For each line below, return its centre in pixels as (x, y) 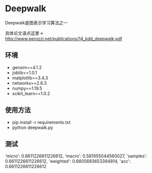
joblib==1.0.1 (25, 73)
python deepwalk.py (33, 127)
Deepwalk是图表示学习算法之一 (37, 23)
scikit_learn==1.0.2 (31, 93)
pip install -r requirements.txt (41, 122)
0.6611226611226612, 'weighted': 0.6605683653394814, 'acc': (68, 161)
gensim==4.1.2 (27, 67)
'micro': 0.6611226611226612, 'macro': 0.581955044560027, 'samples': (76, 156)
